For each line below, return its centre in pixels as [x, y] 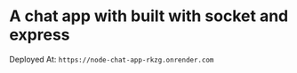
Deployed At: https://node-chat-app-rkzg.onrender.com [112, 59]
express [40, 35]
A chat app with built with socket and [149, 16]
